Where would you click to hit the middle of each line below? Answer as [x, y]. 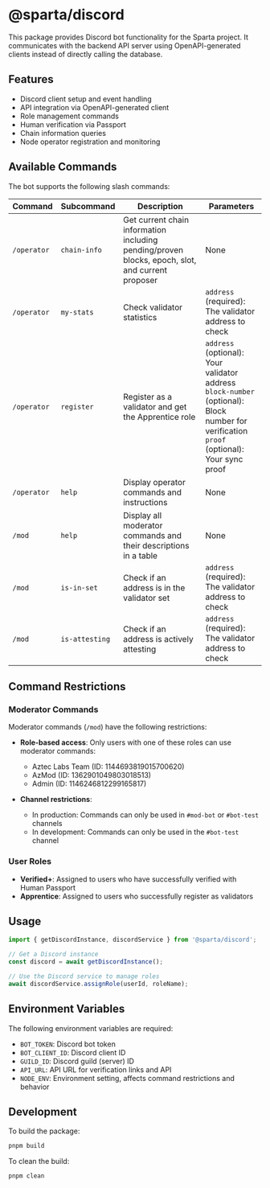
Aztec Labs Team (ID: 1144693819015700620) [108, 767]
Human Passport [48, 887]
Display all [143, 515]
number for [226, 421]
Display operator [155, 482]
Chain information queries [63, 133]
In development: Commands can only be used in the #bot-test [135, 832]
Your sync [224, 458]
